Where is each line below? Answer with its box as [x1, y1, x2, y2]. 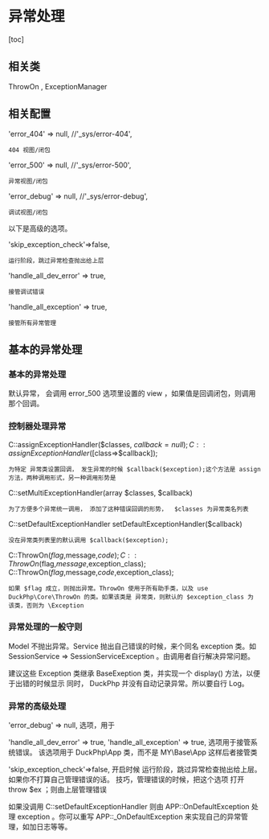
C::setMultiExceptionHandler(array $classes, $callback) [8, 487, 193, 497]
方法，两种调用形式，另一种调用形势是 [8, 474, 116, 482]
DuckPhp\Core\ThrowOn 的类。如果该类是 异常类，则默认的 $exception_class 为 [8, 593, 255, 601]
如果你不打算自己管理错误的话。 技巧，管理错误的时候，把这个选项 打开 [8, 775, 245, 784]
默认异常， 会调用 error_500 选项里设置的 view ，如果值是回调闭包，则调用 [8, 389, 256, 398]
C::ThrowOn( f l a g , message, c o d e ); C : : [8, 550, 137, 560]
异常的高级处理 [8, 701, 67, 712]
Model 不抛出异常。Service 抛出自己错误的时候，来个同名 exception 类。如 [8, 641, 257, 651]
